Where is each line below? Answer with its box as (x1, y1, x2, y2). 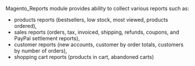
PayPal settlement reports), (13, 35, 80, 41)
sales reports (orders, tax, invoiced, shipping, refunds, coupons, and (13, 29, 180, 36)
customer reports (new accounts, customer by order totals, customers (13, 41, 184, 48)
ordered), (13, 23, 37, 29)
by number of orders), (13, 47, 68, 54)
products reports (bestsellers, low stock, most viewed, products (13, 16, 168, 23)
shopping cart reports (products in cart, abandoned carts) (13, 54, 155, 60)
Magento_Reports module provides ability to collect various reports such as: (5, 5, 190, 12)
